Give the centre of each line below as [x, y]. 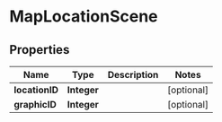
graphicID [35, 105]
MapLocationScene [84, 17]
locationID [36, 90]
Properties [40, 50]
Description [133, 75]
